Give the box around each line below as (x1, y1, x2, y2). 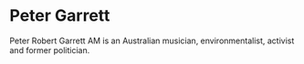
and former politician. (9, 44, 90, 55)
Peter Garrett (9, 5, 110, 26)
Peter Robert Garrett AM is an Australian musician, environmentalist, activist (9, 35, 295, 46)
